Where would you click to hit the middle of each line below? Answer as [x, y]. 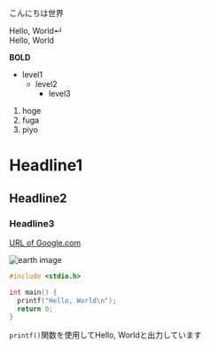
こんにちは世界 [36, 13]
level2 [46, 84]
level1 [32, 75]
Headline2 [39, 198]
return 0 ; [35, 309]
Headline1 [46, 166]
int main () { [33, 292]
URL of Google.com [45, 242]
